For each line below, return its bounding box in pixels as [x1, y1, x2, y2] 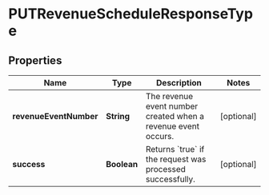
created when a [145, 111, 204, 121]
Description [155, 78, 202, 88]
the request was [145, 153, 207, 165]
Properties [8, 54, 62, 67]
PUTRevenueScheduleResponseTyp [8, 5, 254, 23]
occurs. [145, 131, 175, 141]
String [105, 111, 130, 121]
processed [145, 164, 187, 174]
